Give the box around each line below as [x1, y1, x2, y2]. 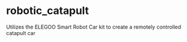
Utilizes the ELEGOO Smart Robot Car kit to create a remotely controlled [6, 23, 182, 30]
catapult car [6, 29, 36, 36]
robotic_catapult [6, 4, 89, 17]
